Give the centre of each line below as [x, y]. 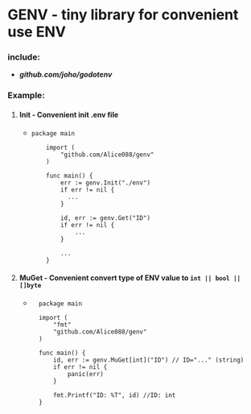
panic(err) [85, 374]
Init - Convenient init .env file [69, 115]
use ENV [37, 32]
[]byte [30, 286]
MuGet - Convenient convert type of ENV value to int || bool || [130, 278]
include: [24, 57]
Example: [26, 96]
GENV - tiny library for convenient [123, 15]
